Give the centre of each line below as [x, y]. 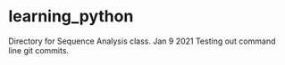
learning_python [71, 16]
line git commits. [38, 50]
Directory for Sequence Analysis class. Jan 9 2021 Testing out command [142, 41]
